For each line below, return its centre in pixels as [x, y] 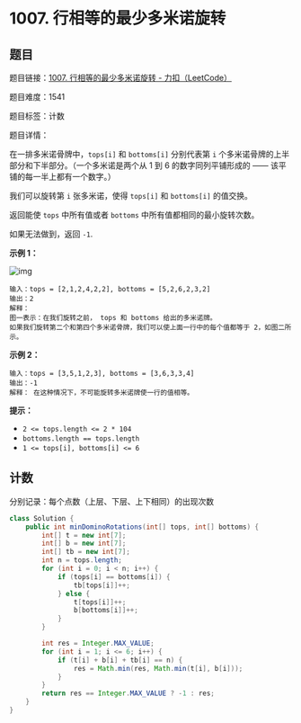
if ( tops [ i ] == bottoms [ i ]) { [114, 576]
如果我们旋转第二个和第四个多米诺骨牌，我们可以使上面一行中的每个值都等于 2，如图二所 [150, 327]
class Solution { [42, 518]
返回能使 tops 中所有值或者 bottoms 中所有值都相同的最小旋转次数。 [134, 215]
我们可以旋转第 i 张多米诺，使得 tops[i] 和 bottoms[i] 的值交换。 [131, 196]
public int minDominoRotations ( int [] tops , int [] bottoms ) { [142, 527]
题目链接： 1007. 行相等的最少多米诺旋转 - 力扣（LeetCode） [120, 78]
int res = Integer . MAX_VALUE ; [98, 644]
